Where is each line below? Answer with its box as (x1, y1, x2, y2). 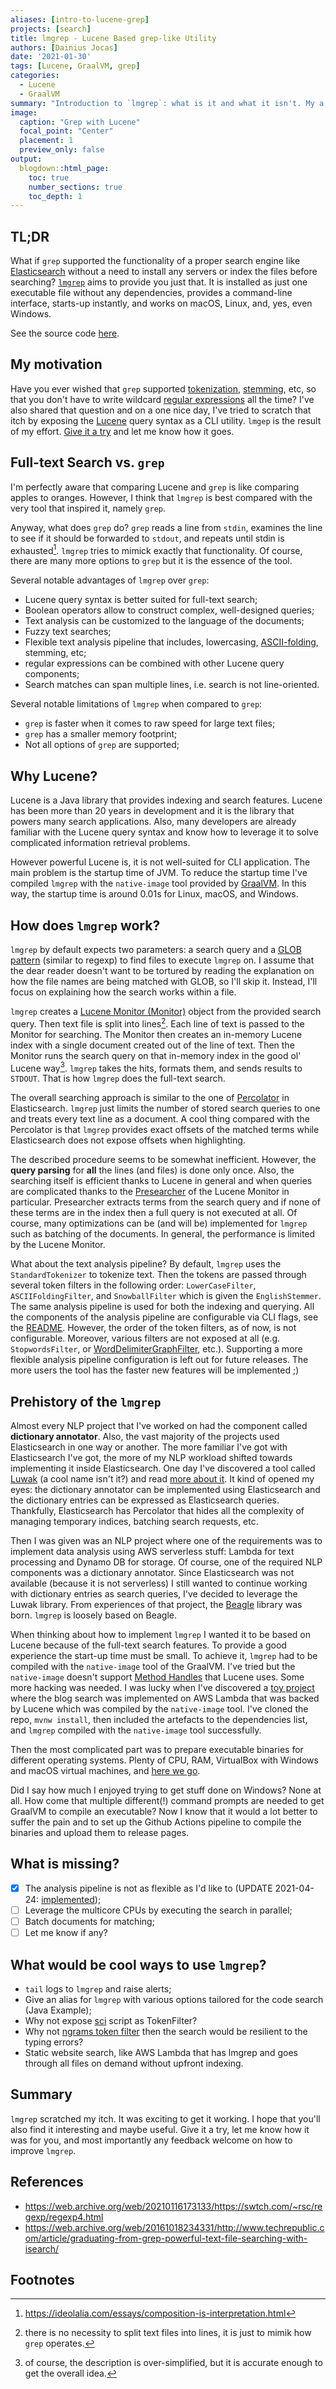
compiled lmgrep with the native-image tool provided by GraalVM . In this (10, 877, 307, 890)
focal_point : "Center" (19, 126, 114, 136)
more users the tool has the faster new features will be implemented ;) (10, 1364, 300, 1376)
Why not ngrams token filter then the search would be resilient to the (24, 2025, 308, 2037)
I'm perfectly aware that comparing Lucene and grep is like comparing (10, 481, 300, 493)
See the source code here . (10, 327, 120, 340)
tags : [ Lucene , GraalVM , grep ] (10, 61, 141, 71)
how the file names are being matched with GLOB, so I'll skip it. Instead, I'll (10, 975, 318, 987)
